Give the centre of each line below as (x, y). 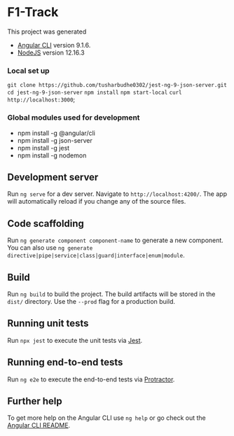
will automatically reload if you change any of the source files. (97, 202)
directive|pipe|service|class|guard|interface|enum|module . (96, 255)
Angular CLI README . (39, 426)
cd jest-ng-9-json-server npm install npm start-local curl (95, 93)
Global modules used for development (74, 118)
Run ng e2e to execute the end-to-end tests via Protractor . (91, 379)
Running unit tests (48, 324)
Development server (53, 177)
